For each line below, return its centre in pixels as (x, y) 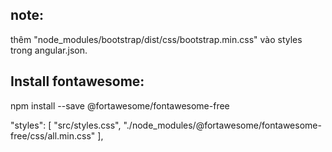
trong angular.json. (49, 50)
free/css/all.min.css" (53, 135)
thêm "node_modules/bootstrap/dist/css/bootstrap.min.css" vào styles (156, 39)
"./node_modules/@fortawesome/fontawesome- (222, 125)
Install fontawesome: (77, 81)
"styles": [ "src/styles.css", (66, 125)
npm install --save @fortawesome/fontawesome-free (120, 105)
